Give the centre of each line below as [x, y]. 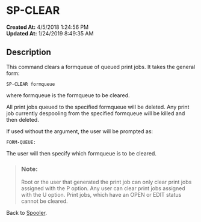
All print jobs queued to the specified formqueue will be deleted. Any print [98, 107]
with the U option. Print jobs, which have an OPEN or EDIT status [101, 195]
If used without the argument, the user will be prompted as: [80, 131]
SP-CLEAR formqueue [31, 84]
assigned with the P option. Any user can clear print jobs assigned [103, 188]
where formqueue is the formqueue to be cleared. [68, 95]
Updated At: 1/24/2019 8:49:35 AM [50, 33]
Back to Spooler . [26, 213]
